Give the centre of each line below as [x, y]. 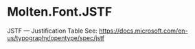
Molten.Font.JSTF [60, 12]
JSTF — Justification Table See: [53, 31]
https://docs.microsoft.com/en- [144, 31]
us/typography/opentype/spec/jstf [56, 37]
